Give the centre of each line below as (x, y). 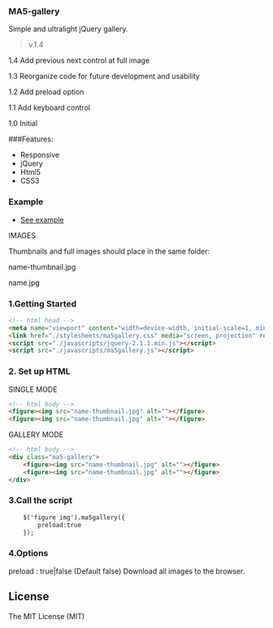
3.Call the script (41, 500)
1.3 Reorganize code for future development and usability (104, 76)
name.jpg (24, 283)
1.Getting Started (43, 304)
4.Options (28, 553)
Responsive (39, 155)
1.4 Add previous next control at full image (79, 61)
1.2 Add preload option (46, 92)
